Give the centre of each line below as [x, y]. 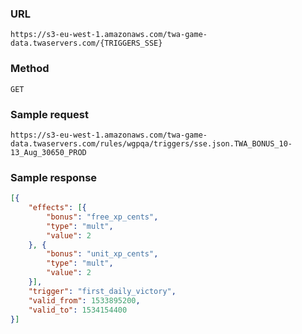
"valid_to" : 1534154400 [78, 310]
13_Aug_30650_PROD [48, 152]
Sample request [49, 114]
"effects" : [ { [57, 208]
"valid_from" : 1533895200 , [84, 300]
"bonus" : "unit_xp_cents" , [102, 254]
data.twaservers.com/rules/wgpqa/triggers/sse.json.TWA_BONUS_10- [151, 143]
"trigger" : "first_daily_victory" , [102, 291]
